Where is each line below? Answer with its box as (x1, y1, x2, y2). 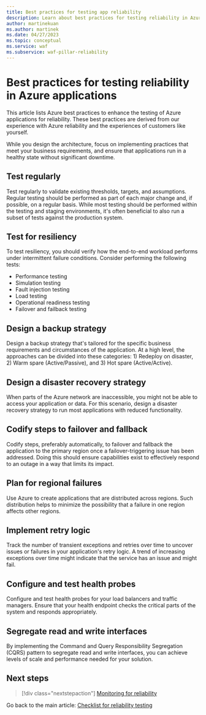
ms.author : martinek (6, 26, 59, 33)
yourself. (6, 128, 29, 136)
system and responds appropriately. (6, 608, 97, 615)
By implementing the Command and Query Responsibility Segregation (6, 642, 183, 649)
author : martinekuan (6, 20, 59, 26)
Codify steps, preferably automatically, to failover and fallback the (6, 440, 173, 448)
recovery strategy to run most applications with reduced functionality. (6, 406, 183, 414)
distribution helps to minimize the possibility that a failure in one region (6, 500, 185, 508)
